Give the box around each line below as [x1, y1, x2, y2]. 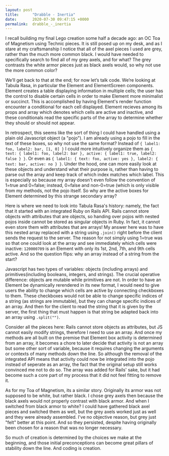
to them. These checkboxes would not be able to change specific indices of [5, 293, 163, 299]
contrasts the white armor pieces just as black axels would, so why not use [5, 62, 161, 68]
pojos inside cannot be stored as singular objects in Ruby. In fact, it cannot [5, 219, 160, 225]
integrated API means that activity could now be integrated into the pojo [5, 356, 155, 362]
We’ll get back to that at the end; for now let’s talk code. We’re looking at [5, 77, 155, 83]
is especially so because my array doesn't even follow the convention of [5, 177, 155, 183]
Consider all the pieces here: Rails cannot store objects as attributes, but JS [5, 324, 163, 330]
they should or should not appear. [5, 120, 76, 126]
